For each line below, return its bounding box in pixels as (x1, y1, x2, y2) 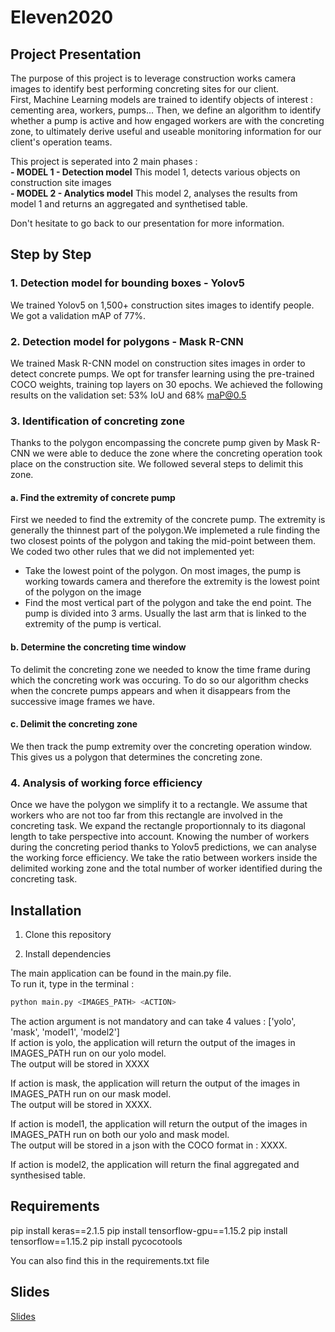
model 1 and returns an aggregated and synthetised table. (10, 198, 248, 210)
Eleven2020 (10, 6, 114, 29)
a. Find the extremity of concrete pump (10, 491, 176, 503)
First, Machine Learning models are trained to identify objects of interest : (10, 94, 313, 105)
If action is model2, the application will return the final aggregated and (10, 1158, 300, 1170)
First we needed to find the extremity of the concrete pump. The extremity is (10, 514, 326, 526)
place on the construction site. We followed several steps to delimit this (10, 458, 304, 470)
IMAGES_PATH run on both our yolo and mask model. (10, 1128, 230, 1140)
